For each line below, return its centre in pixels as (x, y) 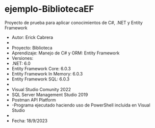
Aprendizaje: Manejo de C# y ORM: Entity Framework (65, 53)
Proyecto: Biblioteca (32, 48)
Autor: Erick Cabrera (32, 37)
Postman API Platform (34, 100)
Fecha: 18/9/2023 (29, 121)
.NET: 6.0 (21, 63)
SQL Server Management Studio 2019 (50, 95)
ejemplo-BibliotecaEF (49, 9)
